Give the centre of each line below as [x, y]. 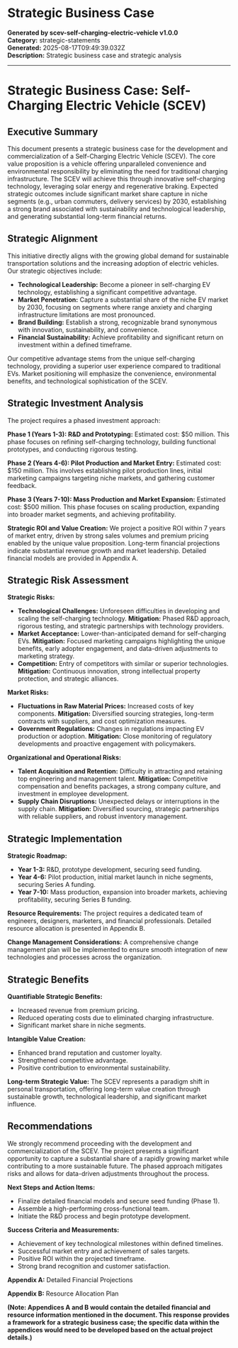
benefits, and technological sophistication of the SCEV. [87, 381]
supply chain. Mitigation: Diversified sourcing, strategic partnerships [118, 809]
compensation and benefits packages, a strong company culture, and [119, 786]
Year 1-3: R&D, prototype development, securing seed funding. [109, 870]
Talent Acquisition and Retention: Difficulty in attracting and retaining [120, 771]
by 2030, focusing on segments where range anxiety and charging [115, 307]
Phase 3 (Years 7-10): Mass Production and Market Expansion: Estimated [117, 499]
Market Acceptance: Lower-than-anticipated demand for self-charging [122, 634]
